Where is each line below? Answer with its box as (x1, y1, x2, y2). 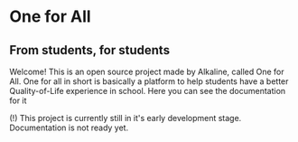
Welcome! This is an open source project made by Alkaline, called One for (9, 66, 284, 77)
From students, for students (9, 43, 170, 58)
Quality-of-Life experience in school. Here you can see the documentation (9, 86, 286, 96)
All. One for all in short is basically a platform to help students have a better (9, 76, 289, 87)
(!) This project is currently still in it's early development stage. (9, 113, 242, 123)
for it (9, 95, 27, 106)
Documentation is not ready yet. (9, 122, 129, 133)
